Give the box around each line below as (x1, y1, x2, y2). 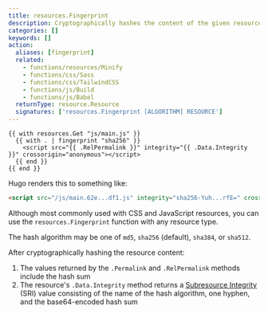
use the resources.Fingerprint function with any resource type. (8, 217, 219, 226)
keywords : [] (8, 33, 52, 42)
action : (8, 41, 34, 49)
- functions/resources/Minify (22, 64, 124, 72)
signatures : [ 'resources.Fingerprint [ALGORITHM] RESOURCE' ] (15, 108, 223, 116)
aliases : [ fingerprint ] (15, 49, 94, 57)
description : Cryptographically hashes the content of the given (8, 19, 230, 27)
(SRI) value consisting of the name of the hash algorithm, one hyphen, (19, 288, 250, 298)
